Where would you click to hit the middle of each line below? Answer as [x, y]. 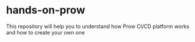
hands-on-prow [46, 10]
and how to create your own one [46, 32]
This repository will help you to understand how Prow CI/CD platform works [98, 26]
